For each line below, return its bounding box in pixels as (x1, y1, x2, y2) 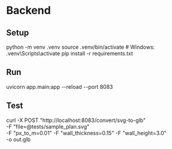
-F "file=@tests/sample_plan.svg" (6, 123, 90, 130)
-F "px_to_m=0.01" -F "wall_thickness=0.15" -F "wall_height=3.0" (6, 129, 167, 136)
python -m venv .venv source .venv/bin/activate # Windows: (6, 43, 155, 50)
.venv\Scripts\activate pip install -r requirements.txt (6, 50, 134, 57)
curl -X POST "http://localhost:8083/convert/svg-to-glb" (6, 117, 146, 124)
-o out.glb (6, 136, 31, 143)
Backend (6, 4, 51, 17)
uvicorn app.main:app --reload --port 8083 (6, 83, 113, 90)
